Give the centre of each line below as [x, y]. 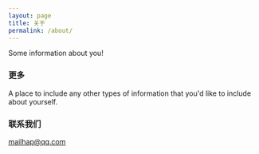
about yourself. [33, 101]
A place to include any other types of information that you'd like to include [130, 93]
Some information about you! [56, 53]
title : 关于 [27, 23]
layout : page [30, 16]
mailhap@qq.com [37, 141]
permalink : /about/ [41, 30]
